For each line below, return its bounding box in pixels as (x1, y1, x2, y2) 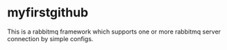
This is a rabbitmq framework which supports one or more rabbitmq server (7, 27, 221, 36)
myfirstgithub (7, 5, 89, 21)
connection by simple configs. (7, 34, 94, 42)
